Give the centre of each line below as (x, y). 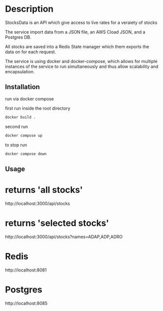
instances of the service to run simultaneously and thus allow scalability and (82, 66)
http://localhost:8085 (26, 303)
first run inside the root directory (38, 108)
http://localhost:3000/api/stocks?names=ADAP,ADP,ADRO (64, 237)
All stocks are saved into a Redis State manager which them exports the (77, 46)
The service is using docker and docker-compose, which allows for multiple (81, 61)
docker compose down (26, 154)
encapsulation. (20, 71)
